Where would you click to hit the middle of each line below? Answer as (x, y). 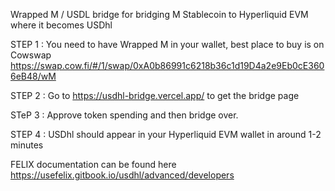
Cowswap (31, 55)
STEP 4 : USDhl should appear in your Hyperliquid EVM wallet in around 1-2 (166, 134)
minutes (27, 145)
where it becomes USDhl (61, 25)
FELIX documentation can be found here (93, 164)
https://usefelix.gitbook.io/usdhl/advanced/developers (122, 175)
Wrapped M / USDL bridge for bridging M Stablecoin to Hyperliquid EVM (159, 14)
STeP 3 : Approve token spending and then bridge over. (124, 115)
